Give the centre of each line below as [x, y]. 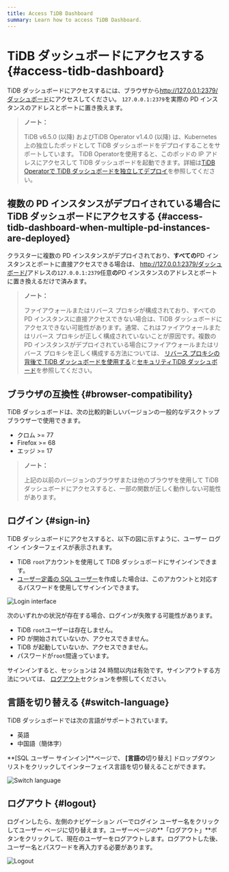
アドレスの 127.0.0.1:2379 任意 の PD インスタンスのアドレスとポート [122, 273]
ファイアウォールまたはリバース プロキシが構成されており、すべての [120, 311]
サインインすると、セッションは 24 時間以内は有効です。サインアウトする [111, 670]
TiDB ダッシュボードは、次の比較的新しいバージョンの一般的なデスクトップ [113, 412]
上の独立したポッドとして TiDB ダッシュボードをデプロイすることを [119, 145]
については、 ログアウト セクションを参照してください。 [91, 679]
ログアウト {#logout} [52, 804]
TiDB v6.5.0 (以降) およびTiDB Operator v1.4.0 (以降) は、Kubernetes [120, 137]
